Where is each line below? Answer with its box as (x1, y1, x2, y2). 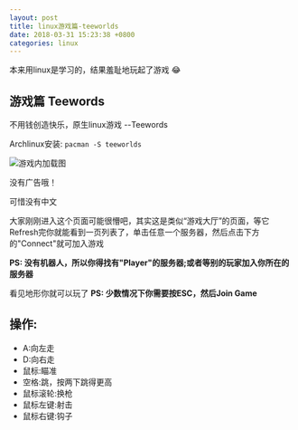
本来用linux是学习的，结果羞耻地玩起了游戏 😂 (9, 64, 182, 75)
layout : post (9, 13, 59, 23)
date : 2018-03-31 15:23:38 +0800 (9, 30, 135, 39)
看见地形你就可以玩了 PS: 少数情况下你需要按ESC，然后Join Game (9, 288, 257, 299)
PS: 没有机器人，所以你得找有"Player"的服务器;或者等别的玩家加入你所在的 (9, 257, 290, 268)
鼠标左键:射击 (22, 399, 73, 410)
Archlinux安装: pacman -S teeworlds (9, 139, 142, 149)
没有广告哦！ (9, 177, 57, 188)
